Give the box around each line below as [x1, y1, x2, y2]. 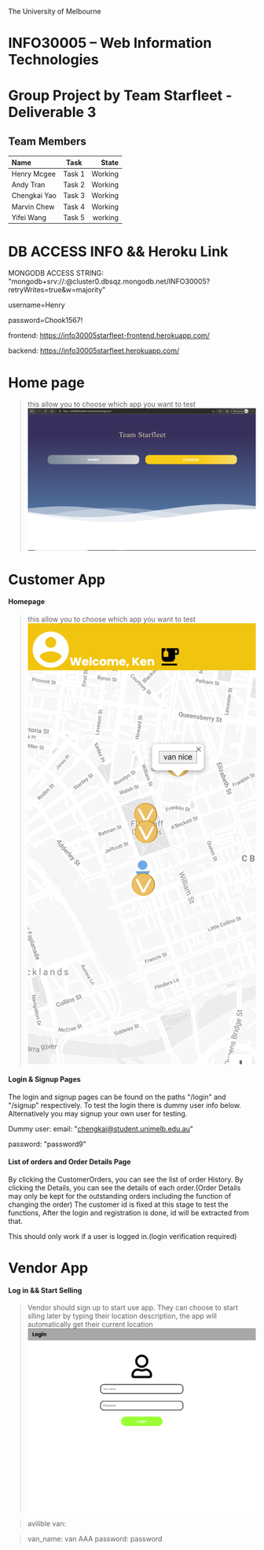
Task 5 [63, 212, 85, 222]
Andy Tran [11, 180, 46, 189]
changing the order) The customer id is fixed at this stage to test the [8, 1200, 229, 1209]
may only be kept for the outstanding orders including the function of [8, 1192, 232, 1201]
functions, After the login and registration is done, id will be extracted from [8, 1208, 250, 1218]
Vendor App [8, 1259, 89, 1277]
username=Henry [8, 300, 65, 310]
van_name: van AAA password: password [27, 1534, 163, 1543]
